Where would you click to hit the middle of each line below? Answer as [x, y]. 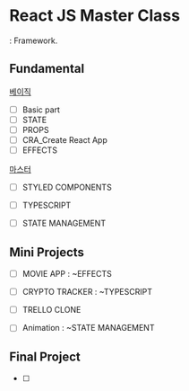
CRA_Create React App [64, 139]
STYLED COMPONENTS [67, 187]
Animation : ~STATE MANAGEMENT [88, 328]
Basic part [41, 110]
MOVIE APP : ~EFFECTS [67, 274]
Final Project [45, 356]
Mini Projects [47, 252]
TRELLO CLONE [52, 310]
